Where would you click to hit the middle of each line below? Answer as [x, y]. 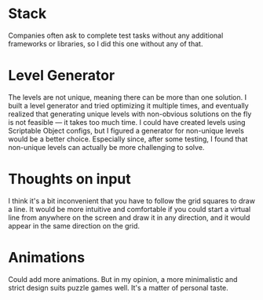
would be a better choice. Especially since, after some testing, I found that [128, 139]
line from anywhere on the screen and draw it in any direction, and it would [129, 218]
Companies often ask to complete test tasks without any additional [116, 35]
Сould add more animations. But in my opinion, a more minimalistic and [123, 279]
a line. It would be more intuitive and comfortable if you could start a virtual [130, 209]
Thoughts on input [69, 179]
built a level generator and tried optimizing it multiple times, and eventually [128, 105]
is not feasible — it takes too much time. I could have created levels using [127, 122]
